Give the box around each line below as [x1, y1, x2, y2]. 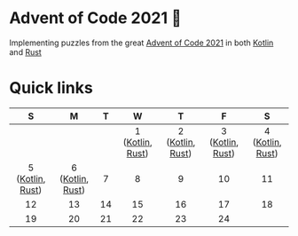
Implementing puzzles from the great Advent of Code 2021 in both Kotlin [9, 37, 274, 48]
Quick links [9, 78, 93, 98]
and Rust [9, 46, 42, 57]
